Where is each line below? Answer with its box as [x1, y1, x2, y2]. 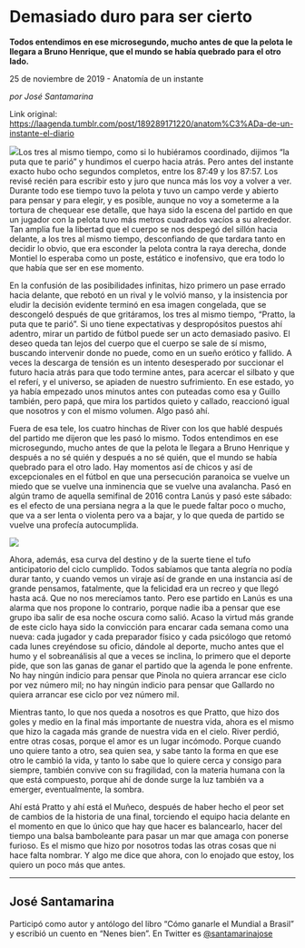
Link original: [9, 108, 57, 119]
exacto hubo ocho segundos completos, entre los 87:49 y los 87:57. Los [9, 165, 279, 176]
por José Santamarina [9, 91, 93, 102]
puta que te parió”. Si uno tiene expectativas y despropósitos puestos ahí [9, 318, 283, 329]
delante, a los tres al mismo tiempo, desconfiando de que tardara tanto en [9, 233, 286, 244]
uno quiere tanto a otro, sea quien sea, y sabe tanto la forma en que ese [9, 745, 280, 755]
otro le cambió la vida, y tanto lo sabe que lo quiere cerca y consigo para [9, 755, 282, 765]
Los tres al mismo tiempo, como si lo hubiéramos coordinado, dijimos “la [18, 146, 290, 157]
